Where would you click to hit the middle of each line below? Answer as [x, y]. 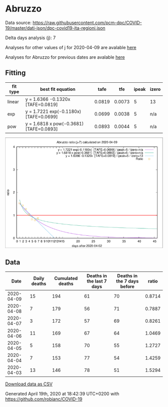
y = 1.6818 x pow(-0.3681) [54, 124]
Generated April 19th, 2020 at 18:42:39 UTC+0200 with [62, 393]
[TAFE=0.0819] [41, 104]
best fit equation [58, 89]
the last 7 [97, 281]
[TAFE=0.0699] [41, 116]
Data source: [18, 23]
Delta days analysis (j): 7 [30, 38]
